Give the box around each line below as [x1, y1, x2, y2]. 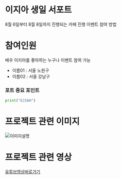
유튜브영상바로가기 [5, 168, 40, 175]
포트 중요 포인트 [5, 87, 40, 94]
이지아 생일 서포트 [5, 4, 72, 16]
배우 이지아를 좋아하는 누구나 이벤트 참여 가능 [5, 57, 91, 63]
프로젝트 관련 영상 [5, 152, 72, 163]
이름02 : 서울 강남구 [12, 73, 50, 79]
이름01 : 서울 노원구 [12, 67, 50, 73]
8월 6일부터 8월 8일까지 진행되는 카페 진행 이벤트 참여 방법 [5, 21, 117, 27]
